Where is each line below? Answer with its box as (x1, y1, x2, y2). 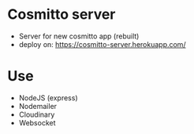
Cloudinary (18, 110, 55, 119)
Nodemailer (18, 101, 57, 110)
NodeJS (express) (18, 92, 78, 103)
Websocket (18, 118, 56, 127)
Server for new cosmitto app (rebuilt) (18, 31, 140, 41)
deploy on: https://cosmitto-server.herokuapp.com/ (18, 39, 186, 49)
